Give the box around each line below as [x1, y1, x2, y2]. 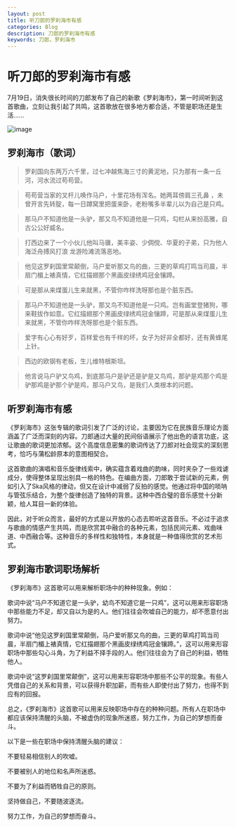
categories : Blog [7, 23, 58, 30]
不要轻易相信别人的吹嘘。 [7, 752, 81, 760]
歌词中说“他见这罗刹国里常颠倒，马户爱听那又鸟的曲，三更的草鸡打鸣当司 [7, 630, 220, 639]
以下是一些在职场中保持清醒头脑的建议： [7, 737, 124, 745]
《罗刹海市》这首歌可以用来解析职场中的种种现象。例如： [7, 583, 173, 592]
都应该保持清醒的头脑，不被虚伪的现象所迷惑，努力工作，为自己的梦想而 [7, 713, 216, 722]
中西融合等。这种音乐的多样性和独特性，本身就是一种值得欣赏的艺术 [19, 532, 216, 540]
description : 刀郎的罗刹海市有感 [7, 30, 96, 37]
